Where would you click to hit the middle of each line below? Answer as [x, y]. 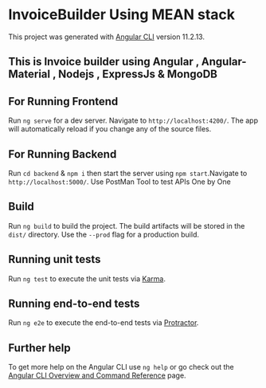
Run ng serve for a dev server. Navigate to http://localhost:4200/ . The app [133, 120]
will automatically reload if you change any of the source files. [110, 129]
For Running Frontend [63, 101]
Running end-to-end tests [74, 303]
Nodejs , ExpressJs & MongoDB [138, 74]
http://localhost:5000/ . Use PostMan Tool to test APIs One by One [119, 182]
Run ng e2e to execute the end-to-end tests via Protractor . [104, 323]
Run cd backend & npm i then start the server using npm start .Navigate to [128, 173]
